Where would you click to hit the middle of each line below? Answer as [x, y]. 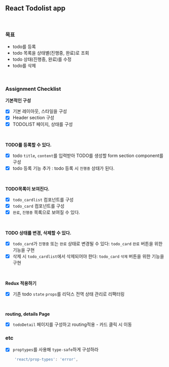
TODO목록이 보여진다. [27, 189]
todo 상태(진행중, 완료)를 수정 [42, 59]
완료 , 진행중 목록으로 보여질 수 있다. [46, 212]
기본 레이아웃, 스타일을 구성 [40, 112]
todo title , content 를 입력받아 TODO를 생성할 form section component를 [88, 155]
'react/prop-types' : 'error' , [46, 359]
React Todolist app [36, 8]
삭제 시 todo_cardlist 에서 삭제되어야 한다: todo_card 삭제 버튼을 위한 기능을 [88, 256]
